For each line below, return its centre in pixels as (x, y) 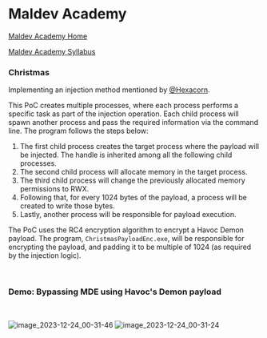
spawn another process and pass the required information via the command (133, 123)
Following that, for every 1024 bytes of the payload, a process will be (133, 198)
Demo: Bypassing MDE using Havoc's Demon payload (115, 292)
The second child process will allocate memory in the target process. (133, 172)
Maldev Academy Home (48, 36)
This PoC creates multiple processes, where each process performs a (123, 106)
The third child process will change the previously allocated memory (132, 180)
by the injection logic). (45, 256)
